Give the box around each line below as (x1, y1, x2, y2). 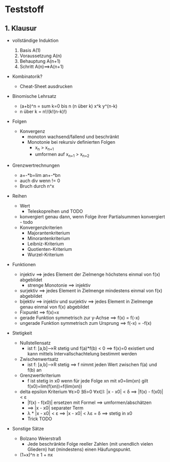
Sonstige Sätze (12, 425, 44, 431)
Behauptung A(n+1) (19, 58, 61, 64)
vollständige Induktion (12, 37, 59, 43)
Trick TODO (27, 416, 52, 422)
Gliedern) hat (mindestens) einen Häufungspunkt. (27, 446, 132, 452)
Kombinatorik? (12, 73, 43, 80)
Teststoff (5, 4, 44, 15)
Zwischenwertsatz (19, 356, 59, 362)
